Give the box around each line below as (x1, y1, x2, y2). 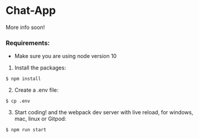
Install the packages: (14, 64, 66, 71)
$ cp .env (5, 98, 31, 105)
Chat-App (5, 4, 56, 18)
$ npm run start (5, 127, 46, 133)
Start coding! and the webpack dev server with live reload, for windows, (14, 109, 194, 116)
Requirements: (5, 39, 50, 47)
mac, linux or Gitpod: (14, 115, 67, 123)
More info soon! (5, 24, 45, 31)
